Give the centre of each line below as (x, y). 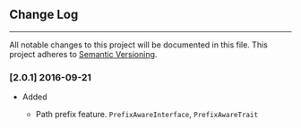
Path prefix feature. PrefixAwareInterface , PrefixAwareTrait (146, 115)
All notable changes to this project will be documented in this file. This (139, 45)
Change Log (44, 15)
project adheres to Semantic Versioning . (83, 54)
